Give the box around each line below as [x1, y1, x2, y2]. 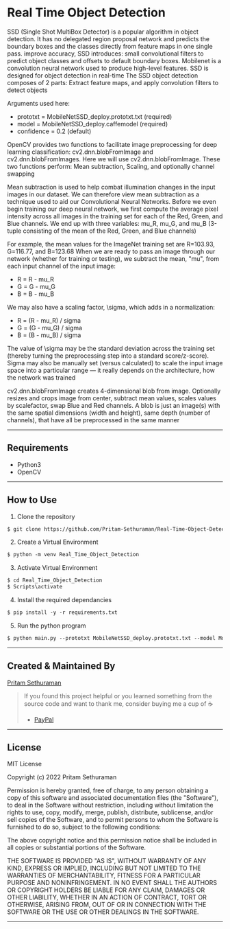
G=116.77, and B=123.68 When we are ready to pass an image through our [7, 247, 216, 255]
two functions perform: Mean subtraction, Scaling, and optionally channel [7, 162, 215, 170]
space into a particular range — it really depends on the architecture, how [7, 366, 216, 374]
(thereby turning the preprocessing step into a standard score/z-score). [7, 352, 209, 360]
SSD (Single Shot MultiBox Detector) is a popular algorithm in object [7, 27, 199, 36]
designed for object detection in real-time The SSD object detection [7, 71, 199, 80]
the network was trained [7, 373, 76, 382]
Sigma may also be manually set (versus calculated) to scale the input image [7, 358, 223, 367]
